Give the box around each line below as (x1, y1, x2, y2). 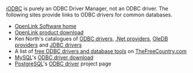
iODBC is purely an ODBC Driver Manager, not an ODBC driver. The (6, 5, 168, 12)
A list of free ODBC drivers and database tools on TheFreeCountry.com (14, 48, 187, 55)
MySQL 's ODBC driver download (14, 54, 94, 61)
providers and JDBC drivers (14, 41, 82, 48)
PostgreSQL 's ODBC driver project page (14, 60, 111, 67)
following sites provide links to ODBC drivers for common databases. (6, 11, 173, 18)
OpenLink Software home (14, 23, 77, 29)
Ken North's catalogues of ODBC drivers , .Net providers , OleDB (14, 35, 168, 42)
